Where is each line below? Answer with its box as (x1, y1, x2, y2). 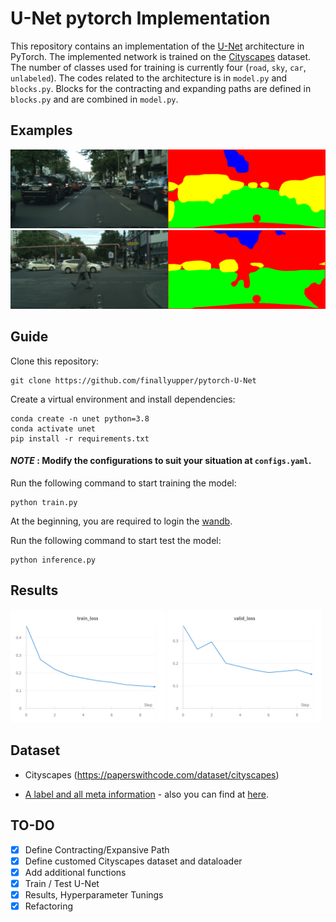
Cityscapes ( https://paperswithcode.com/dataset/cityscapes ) (24, 768, 280, 781)
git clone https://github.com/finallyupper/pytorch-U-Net (10, 375, 257, 386)
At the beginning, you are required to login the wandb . (10, 515, 233, 527)
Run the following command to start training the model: (10, 477, 237, 489)
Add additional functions (24, 866, 127, 878)
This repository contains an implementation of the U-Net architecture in (10, 40, 305, 52)
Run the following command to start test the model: (10, 534, 222, 546)
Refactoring (24, 900, 74, 912)
